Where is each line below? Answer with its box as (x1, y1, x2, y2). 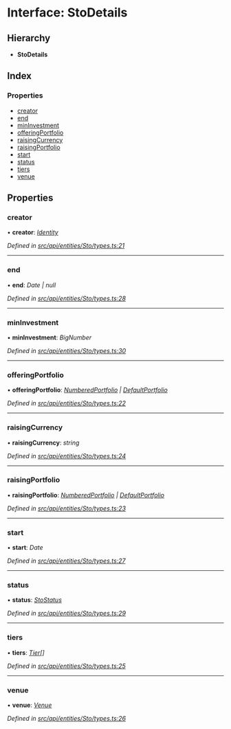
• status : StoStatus (7, 596, 62, 604)
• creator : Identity (7, 228, 58, 236)
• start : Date (7, 543, 43, 552)
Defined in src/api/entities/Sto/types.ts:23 (7, 504, 126, 513)
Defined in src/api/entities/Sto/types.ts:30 (7, 346, 126, 355)
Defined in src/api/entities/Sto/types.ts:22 (7, 399, 126, 407)
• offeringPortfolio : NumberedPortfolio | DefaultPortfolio (7, 386, 168, 394)
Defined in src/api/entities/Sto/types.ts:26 (7, 715, 126, 723)
